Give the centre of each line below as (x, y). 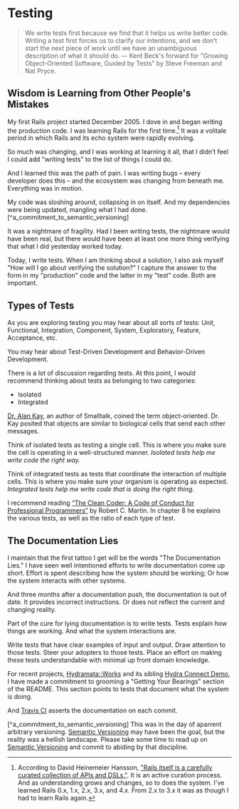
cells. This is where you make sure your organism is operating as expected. (118, 482)
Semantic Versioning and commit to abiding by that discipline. (98, 747)
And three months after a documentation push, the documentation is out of (117, 595)
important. (22, 283)
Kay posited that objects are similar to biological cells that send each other (117, 423)
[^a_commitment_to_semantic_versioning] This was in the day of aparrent (115, 724)
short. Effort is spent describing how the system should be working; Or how (118, 573)
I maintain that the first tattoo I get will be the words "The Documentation (114, 558)
